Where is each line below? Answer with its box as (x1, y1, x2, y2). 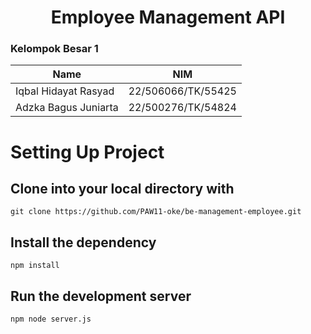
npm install (10, 261, 60, 271)
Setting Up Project (10, 141, 165, 163)
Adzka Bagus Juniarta (15, 101, 119, 115)
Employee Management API (50, 6, 286, 29)
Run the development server (10, 287, 192, 305)
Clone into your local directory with (10, 181, 235, 198)
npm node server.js (10, 314, 92, 325)
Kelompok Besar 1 (10, 42, 99, 56)
